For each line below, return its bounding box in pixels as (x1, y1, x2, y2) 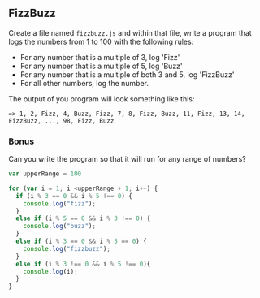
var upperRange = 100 (8, 170, 82, 178)
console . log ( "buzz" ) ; (23, 222, 96, 231)
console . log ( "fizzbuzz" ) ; (23, 244, 111, 253)
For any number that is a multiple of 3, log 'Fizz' (19, 52, 180, 62)
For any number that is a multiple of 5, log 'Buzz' (19, 61, 183, 71)
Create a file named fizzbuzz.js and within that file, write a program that (8, 28, 252, 37)
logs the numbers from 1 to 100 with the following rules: (8, 37, 194, 46)
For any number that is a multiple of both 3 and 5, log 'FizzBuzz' (19, 69, 235, 80)
